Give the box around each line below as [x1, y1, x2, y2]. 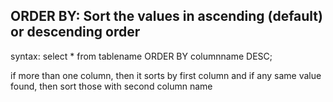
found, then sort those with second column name [10, 80, 213, 92]
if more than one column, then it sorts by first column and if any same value [10, 69, 322, 81]
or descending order [10, 24, 141, 41]
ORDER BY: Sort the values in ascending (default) [10, 8, 323, 25]
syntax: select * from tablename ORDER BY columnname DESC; [10, 50, 273, 62]
